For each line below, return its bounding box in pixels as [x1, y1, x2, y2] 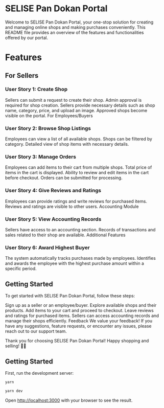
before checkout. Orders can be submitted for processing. [5, 175, 123, 181]
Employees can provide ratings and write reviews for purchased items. [5, 198, 147, 204]
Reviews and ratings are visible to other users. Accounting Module [5, 204, 139, 209]
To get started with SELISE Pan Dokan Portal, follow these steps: [5, 293, 135, 299]
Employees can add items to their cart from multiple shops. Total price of [5, 164, 152, 170]
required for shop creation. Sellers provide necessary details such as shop [5, 102, 155, 108]
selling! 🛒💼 [5, 343, 26, 349]
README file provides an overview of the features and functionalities [5, 29, 144, 35]
